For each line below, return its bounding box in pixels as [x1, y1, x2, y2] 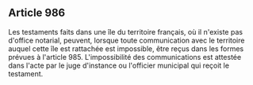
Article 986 [8, 6, 66, 20]
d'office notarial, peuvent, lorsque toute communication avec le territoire [8, 35, 245, 45]
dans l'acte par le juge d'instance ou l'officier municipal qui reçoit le [8, 61, 230, 70]
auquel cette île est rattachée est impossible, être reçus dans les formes [8, 43, 244, 54]
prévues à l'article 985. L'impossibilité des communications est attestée [8, 52, 242, 61]
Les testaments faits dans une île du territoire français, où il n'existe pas [8, 27, 243, 36]
